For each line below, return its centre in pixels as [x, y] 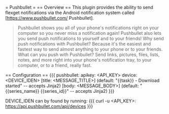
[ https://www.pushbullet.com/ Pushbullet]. [49, 18]
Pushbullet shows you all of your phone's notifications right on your [88, 28]
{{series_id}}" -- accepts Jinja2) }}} [77, 91]
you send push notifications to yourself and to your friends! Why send [91, 38]
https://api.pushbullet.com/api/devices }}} [49, 106]
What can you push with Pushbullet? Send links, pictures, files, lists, [89, 54]
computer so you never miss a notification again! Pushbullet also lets [89, 33]
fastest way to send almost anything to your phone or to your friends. [90, 49]
